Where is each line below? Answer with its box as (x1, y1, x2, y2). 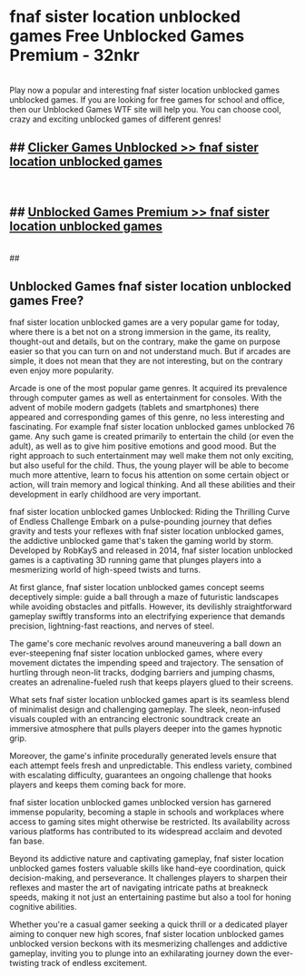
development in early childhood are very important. (9, 488, 202, 500)
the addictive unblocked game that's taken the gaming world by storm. (9, 536, 274, 547)
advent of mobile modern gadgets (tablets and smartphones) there (9, 402, 260, 413)
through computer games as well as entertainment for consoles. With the (9, 392, 283, 403)
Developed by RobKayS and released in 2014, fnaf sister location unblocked (9, 545, 293, 556)
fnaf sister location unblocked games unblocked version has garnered (9, 797, 271, 808)
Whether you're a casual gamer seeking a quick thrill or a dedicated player (9, 919, 289, 930)
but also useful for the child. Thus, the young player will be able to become (9, 460, 289, 471)
